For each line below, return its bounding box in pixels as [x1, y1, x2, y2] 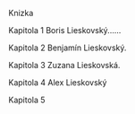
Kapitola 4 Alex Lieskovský [8, 77, 107, 88]
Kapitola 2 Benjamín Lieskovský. [8, 42, 127, 53]
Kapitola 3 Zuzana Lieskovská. [8, 60, 121, 70]
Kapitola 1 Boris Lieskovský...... [8, 25, 122, 35]
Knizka [8, 8, 34, 18]
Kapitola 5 [8, 94, 46, 105]
